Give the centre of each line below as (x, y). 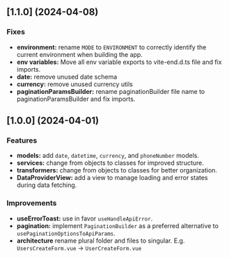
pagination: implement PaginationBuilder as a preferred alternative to (117, 225)
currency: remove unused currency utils (74, 84)
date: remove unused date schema (67, 76)
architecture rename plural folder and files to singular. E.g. (101, 241)
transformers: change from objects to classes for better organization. (117, 170)
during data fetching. (47, 185)
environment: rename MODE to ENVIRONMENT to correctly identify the (111, 47)
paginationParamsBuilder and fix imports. (76, 99)
